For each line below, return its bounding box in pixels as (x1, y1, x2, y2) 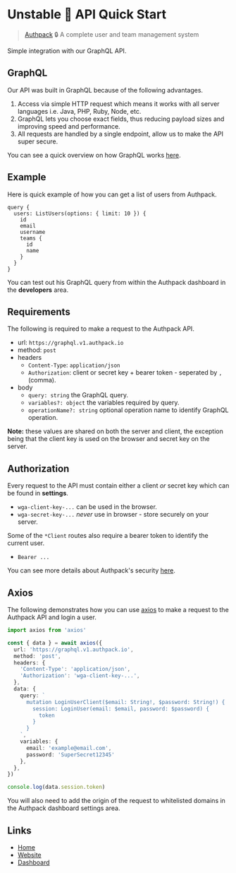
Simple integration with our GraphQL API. (7, 46, 127, 55)
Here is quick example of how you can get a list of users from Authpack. (7, 190, 217, 199)
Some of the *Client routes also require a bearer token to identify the (7, 532, 209, 540)
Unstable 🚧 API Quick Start (7, 6, 167, 23)
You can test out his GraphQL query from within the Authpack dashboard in (7, 278, 226, 286)
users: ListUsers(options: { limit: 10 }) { (13, 210, 147, 217)
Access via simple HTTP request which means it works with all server (17, 99, 220, 108)
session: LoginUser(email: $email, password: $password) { (32, 705, 210, 713)
